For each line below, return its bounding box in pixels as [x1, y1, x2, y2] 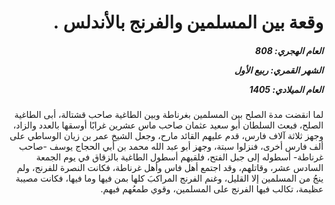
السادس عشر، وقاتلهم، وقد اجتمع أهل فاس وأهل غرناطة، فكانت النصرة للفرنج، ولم [16, 162, 324, 174]
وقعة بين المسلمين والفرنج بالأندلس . [52, 11, 324, 34]
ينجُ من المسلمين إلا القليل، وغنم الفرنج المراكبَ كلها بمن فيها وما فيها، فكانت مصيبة [15, 172, 324, 185]
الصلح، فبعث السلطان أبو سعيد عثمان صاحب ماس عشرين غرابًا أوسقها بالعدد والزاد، [12, 119, 324, 131]
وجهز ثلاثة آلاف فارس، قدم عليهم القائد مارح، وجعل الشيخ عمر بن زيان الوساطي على [9, 130, 324, 142]
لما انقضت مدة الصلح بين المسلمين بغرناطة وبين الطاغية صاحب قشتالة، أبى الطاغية [14, 109, 324, 121]
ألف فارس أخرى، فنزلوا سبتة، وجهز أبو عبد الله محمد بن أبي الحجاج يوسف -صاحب [18, 141, 324, 153]
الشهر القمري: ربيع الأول [234, 64, 324, 76]
